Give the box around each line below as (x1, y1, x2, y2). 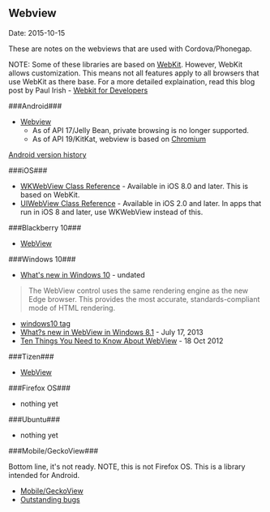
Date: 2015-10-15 (8, 28, 66, 37)
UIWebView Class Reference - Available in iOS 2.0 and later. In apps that (19, 198, 262, 208)
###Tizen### (8, 351, 54, 361)
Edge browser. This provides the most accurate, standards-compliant (28, 294, 260, 303)
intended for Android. (8, 470, 80, 480)
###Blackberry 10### (8, 222, 82, 232)
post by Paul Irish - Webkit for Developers (8, 85, 148, 95)
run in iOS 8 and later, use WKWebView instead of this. (19, 207, 204, 217)
